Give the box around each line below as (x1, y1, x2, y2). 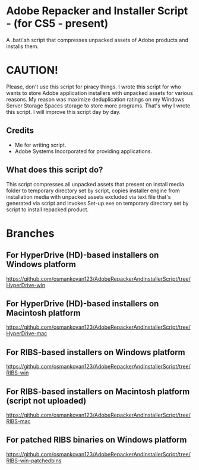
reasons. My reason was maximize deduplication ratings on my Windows (6, 96, 185, 103)
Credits (6, 126, 34, 136)
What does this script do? (6, 165, 103, 175)
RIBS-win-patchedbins (6, 457, 62, 464)
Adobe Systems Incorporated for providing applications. (14, 147, 153, 155)
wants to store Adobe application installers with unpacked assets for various (6, 89, 193, 96)
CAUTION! (6, 63, 58, 77)
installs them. (6, 43, 39, 50)
